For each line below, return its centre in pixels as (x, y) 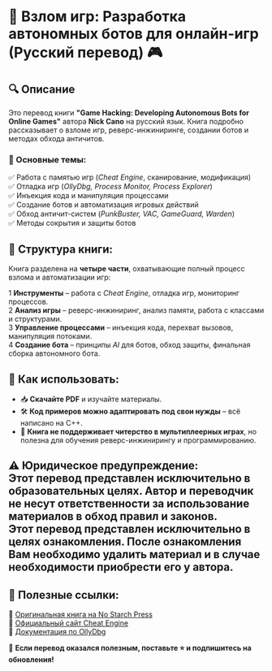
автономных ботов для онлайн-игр (134, 34)
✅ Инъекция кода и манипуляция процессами (89, 196)
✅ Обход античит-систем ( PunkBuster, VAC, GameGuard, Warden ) (122, 214)
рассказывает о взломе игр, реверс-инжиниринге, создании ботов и (129, 130)
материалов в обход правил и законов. (113, 516)
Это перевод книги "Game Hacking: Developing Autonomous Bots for (129, 113)
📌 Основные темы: (47, 159)
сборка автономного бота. (54, 353)
